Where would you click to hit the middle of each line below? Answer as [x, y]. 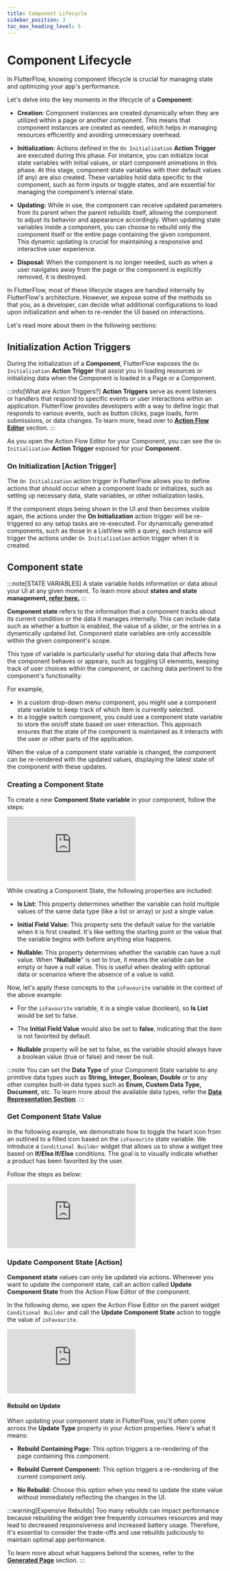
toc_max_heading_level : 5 [44, 26]
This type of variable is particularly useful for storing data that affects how [112, 654]
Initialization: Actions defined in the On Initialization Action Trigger [116, 148]
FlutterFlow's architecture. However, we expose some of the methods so [110, 298]
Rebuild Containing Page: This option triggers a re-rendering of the [113, 1449]
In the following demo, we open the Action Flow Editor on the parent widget [114, 1305]
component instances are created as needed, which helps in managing [117, 128]
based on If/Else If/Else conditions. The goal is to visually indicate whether [113, 1153]
